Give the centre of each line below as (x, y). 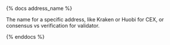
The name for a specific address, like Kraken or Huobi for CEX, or (85, 19)
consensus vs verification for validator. (53, 26)
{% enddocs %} (25, 37)
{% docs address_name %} (39, 8)
